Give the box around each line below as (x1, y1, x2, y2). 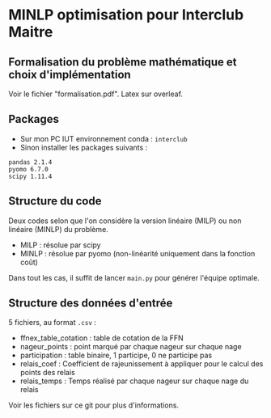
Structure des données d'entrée (8, 297, 173, 310)
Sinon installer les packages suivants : (19, 142, 148, 152)
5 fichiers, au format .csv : (8, 318, 97, 327)
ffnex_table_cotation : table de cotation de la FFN (19, 333, 184, 343)
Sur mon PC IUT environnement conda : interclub (19, 133, 188, 143)
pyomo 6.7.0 (8, 165, 49, 173)
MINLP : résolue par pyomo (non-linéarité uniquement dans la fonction (19, 248, 256, 258)
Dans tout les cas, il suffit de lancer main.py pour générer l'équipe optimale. (8, 272, 260, 282)
